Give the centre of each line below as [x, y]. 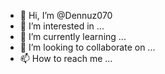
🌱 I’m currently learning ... [73, 36]
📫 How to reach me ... [66, 58]
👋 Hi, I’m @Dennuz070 [66, 15]
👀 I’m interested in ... [62, 26]
